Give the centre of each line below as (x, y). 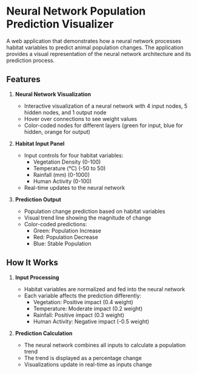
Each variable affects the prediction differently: (82, 296)
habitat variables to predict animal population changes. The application (95, 47)
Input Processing (37, 277)
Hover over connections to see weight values (81, 119)
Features (23, 79)
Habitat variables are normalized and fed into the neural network (105, 289)
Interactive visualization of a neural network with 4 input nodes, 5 (106, 106)
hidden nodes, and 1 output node (65, 112)
